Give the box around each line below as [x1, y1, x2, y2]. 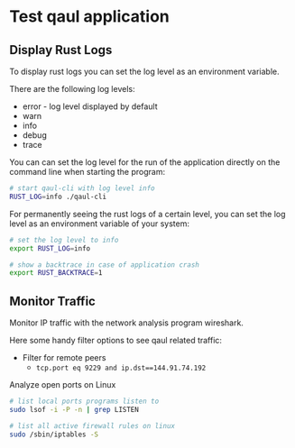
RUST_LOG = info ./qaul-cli [9, 192, 106, 201]
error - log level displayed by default [22, 101, 158, 112]
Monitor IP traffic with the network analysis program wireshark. [9, 317, 244, 328]
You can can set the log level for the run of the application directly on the [9, 157, 281, 168]
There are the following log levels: [9, 84, 135, 94]
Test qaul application [9, 6, 170, 27]
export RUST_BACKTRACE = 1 [9, 269, 103, 278]
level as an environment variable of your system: [9, 218, 189, 229]
